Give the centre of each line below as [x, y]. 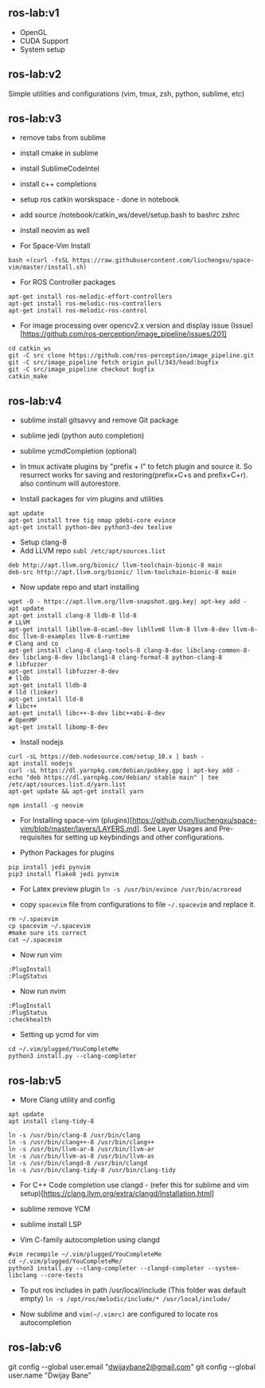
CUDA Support [44, 41]
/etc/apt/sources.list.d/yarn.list [67, 784]
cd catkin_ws [30, 349]
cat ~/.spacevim [35, 940]
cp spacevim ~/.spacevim [49, 926]
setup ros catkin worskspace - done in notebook [99, 199]
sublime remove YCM [55, 1209]
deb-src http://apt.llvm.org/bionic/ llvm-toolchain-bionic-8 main [123, 572]
